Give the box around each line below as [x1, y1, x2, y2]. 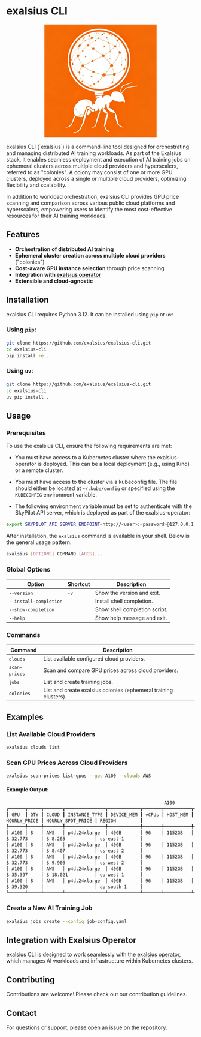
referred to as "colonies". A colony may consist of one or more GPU [6, 168, 173, 175]
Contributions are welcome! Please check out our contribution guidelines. [6, 991, 187, 998]
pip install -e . [6, 352, 50, 358]
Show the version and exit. [95, 589, 160, 596]
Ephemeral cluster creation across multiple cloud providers [14, 252, 166, 259]
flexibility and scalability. [6, 181, 67, 189]
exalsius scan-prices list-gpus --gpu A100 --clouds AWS [6, 773, 151, 779]
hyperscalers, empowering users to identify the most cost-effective [6, 205, 172, 213]
